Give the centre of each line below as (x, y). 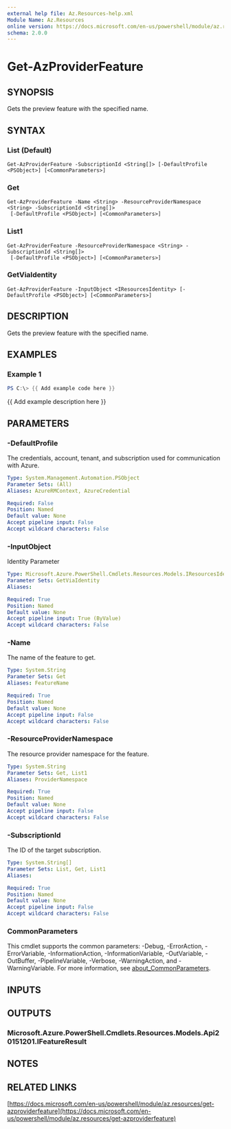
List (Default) (30, 150)
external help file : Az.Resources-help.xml (70, 13)
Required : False (30, 503)
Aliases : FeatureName (38, 683)
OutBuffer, (22, 961)
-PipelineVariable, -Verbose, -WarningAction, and (107, 961)
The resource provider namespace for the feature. (78, 754)
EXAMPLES (32, 355)
